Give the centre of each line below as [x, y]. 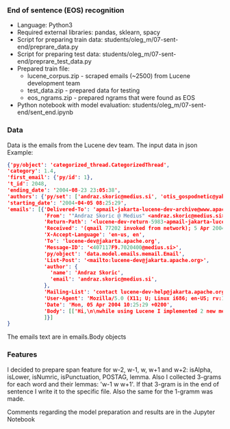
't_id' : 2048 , [27, 184]
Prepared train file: [43, 69]
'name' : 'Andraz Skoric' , [87, 273]
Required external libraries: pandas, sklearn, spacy [89, 32]
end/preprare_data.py [48, 47]
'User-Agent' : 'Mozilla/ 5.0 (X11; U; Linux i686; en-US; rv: [133, 298]
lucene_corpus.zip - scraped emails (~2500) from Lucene [108, 76]
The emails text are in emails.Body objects [67, 337]
